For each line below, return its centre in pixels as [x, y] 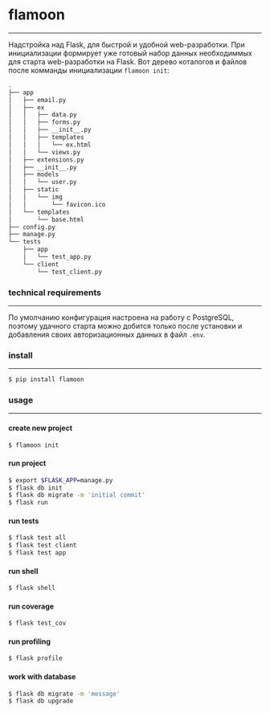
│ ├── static [34, 190]
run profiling [29, 641]
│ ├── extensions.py [46, 160]
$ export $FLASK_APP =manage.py [61, 480]
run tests [24, 521]
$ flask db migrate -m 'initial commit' [77, 495]
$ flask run [28, 503]
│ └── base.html [46, 219]
